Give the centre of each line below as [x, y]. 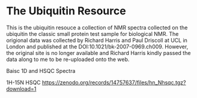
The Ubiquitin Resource [66, 11]
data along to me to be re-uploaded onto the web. [68, 59]
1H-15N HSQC [23, 82]
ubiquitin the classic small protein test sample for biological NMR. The [92, 33]
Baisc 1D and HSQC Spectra [41, 71]
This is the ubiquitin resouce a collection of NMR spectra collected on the [97, 27]
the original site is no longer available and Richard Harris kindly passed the [98, 53]
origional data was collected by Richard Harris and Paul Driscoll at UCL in [97, 40]
